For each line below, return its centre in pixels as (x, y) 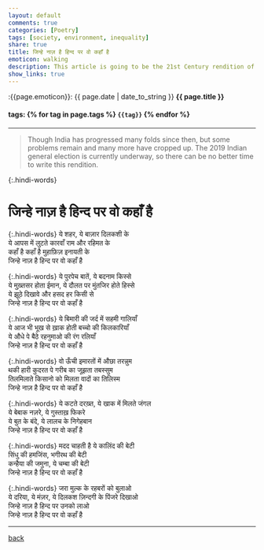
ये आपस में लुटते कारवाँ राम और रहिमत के (59, 243)
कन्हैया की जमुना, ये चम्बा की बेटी (49, 463)
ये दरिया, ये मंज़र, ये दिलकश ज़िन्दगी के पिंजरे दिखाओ (73, 496)
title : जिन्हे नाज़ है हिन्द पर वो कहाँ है (59, 52)
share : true (27, 45)
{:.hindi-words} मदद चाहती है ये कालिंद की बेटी (71, 445)
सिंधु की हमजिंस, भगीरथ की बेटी (48, 455)
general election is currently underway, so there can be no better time (140, 156)
